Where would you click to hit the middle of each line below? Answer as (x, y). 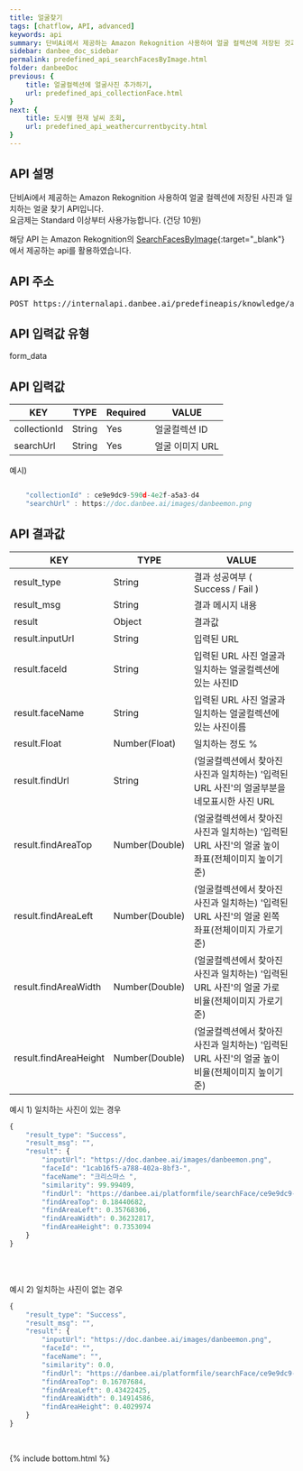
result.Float (37, 743)
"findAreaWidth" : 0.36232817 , (98, 1218)
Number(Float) (145, 743)
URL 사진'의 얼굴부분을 (239, 787)
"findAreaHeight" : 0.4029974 (96, 1407)
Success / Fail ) (226, 589)
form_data (28, 356)
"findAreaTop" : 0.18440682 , (94, 1202)
